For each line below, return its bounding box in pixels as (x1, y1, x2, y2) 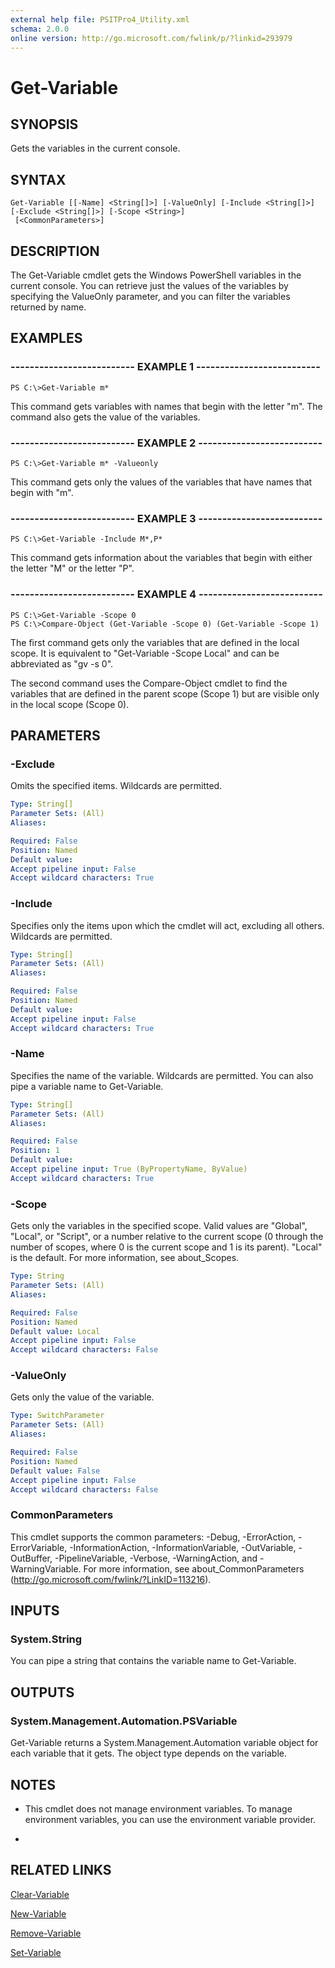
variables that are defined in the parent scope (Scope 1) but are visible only (10, 687, 320, 700)
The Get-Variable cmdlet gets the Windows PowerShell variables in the (10, 269, 302, 281)
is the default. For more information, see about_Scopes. (10, 1252, 240, 1264)
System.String (10, 1632, 83, 1646)
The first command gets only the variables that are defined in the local (10, 636, 300, 648)
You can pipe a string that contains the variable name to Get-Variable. (10, 1655, 297, 1667)
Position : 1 (10, 1146, 60, 1156)
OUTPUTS (10, 1684, 75, 1701)
